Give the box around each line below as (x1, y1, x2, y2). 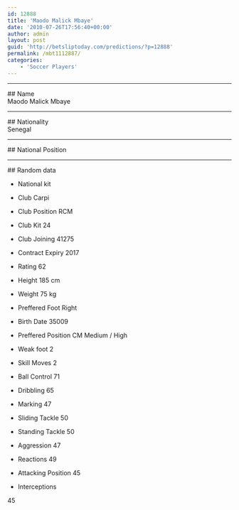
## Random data (7, 166, 56, 174)
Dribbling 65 (17, 386, 55, 394)
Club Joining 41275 (17, 234, 75, 243)
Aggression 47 (17, 441, 61, 450)
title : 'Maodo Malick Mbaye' (7, 17, 94, 24)
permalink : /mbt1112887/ (7, 50, 81, 58)
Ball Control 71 (17, 372, 60, 381)
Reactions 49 (17, 455, 57, 463)
